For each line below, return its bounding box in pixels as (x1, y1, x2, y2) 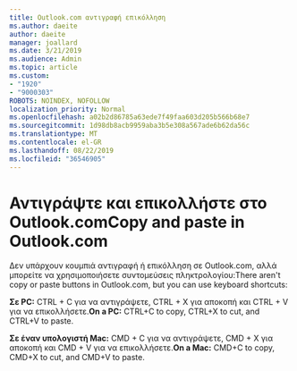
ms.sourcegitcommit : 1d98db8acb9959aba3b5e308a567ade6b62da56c (9, 122, 250, 131)
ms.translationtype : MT (9, 130, 98, 139)
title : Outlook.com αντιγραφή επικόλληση (9, 13, 166, 22)
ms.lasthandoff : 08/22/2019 (9, 146, 115, 155)
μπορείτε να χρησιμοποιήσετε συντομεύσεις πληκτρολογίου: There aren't (9, 270, 281, 281)
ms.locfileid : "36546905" (9, 154, 106, 164)
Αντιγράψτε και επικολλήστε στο (9, 193, 267, 213)
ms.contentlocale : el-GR (9, 138, 102, 147)
